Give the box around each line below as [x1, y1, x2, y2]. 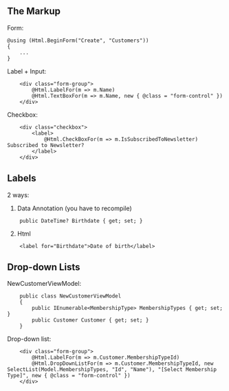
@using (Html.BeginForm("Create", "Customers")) [7, 37, 149, 44]
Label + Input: [7, 67, 47, 75]
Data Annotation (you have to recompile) [17, 204, 132, 212]
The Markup [7, 5, 61, 17]
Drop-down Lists [7, 261, 80, 273]
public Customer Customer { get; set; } [32, 317, 149, 324]
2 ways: [7, 190, 30, 199]
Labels [7, 172, 36, 184]
